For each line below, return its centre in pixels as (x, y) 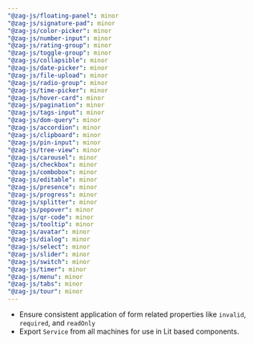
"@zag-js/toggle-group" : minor (60, 53)
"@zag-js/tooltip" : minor (50, 225)
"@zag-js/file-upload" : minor (58, 75)
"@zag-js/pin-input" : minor (54, 142)
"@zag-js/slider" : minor (49, 254)
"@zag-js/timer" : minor (47, 269)
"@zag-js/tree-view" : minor (54, 150)
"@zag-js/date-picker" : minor (58, 68)
